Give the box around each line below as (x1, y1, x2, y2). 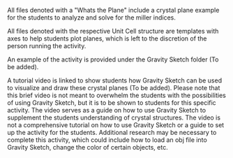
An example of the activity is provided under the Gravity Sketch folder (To (7, 55, 219, 64)
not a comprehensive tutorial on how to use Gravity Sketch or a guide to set (7, 121, 225, 129)
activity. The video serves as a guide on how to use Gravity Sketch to (7, 106, 206, 114)
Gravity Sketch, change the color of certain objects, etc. (7, 143, 169, 151)
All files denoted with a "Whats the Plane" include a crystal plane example (7, 6, 220, 14)
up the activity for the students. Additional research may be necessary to (7, 129, 217, 136)
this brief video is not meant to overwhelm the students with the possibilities (7, 91, 227, 99)
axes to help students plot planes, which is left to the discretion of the (7, 34, 207, 43)
